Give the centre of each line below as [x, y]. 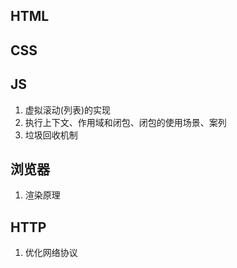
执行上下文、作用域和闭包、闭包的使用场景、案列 [125, 122]
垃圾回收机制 [51, 135]
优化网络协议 [51, 253]
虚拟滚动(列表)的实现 [68, 110]
